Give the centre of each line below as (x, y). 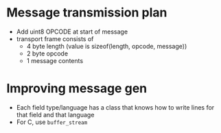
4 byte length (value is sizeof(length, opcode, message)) (107, 46)
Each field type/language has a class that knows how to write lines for (115, 107)
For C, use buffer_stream (52, 122)
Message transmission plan (87, 13)
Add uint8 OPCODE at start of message (72, 32)
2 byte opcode (47, 53)
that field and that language (55, 114)
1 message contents (55, 60)
